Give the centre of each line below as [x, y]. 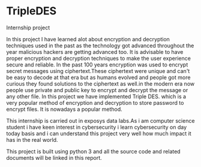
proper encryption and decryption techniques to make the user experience [98, 58]
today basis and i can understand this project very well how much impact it [99, 133]
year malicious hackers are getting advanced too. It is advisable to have [95, 51]
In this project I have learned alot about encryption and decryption [88, 39]
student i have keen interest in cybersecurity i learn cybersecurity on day [97, 127]
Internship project [28, 28]
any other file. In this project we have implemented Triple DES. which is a [96, 96]
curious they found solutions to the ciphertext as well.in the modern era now [100, 83]
